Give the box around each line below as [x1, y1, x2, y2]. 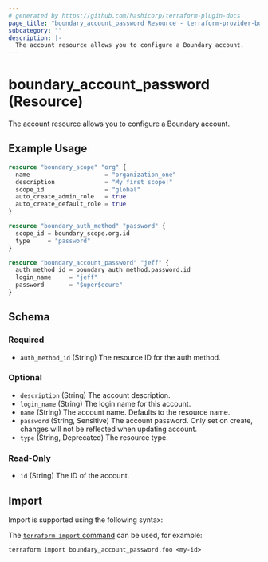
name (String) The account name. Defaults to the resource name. [19, 407, 231, 417]
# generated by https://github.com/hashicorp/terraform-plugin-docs [8, 11, 241, 20]
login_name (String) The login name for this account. [19, 399, 191, 408]
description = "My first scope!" [15, 178, 173, 186]
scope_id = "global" [15, 185, 141, 194]
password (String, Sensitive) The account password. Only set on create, [19, 415, 254, 425]
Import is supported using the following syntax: [8, 515, 164, 525]
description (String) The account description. [19, 390, 171, 399]
